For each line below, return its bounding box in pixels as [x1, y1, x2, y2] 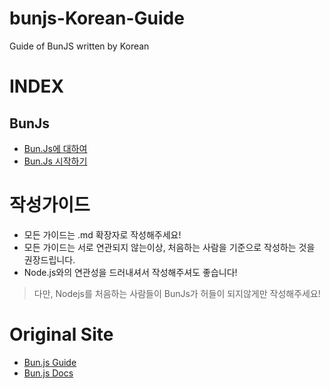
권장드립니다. [23, 253, 76, 266]
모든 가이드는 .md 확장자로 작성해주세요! [23, 228, 182, 241]
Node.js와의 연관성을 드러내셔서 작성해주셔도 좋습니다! [23, 266, 238, 278]
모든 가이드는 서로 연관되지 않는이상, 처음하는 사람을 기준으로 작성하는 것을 [23, 241, 316, 253]
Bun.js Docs [23, 367, 74, 379]
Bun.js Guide [23, 356, 77, 368]
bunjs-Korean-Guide [9, 7, 185, 30]
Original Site [9, 323, 114, 346]
